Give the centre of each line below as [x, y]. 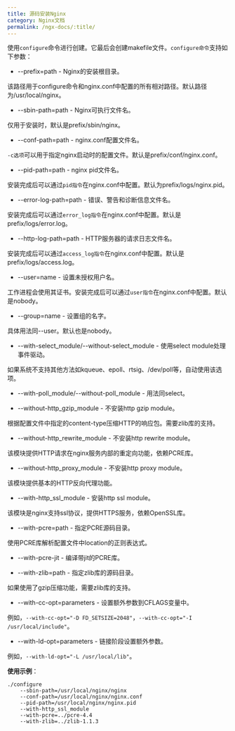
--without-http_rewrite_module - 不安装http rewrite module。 [106, 438]
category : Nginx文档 [36, 20]
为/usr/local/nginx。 [36, 95]
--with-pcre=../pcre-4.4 [56, 716]
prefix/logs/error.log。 [39, 224]
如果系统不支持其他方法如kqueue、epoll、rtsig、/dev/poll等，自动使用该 [112, 369]
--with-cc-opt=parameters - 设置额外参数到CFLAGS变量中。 [105, 603]
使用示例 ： [23, 671]
